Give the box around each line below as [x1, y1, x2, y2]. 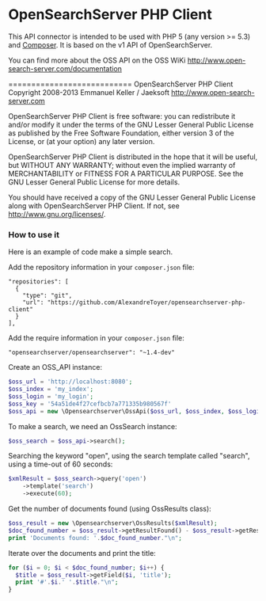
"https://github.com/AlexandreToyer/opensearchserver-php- [47, 299, 246, 306]
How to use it [8, 229, 59, 240]
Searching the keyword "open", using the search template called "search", [8, 451, 251, 461]
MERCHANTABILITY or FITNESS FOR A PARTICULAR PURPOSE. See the [8, 169, 244, 178]
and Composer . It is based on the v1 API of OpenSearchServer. [8, 40, 213, 49]
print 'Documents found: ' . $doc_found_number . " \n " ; [8, 534, 182, 542]
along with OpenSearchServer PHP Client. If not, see [8, 200, 180, 211]
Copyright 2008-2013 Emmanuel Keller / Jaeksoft [8, 87, 170, 97]
